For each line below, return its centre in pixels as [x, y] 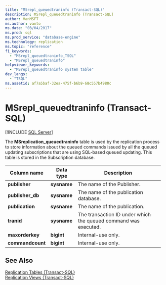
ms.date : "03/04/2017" [28, 28]
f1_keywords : [19, 51]
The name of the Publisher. [109, 184]
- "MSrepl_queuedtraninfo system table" [52, 70]
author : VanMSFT [22, 19]
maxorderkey [23, 235]
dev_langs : [16, 74]
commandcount [27, 243]
